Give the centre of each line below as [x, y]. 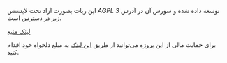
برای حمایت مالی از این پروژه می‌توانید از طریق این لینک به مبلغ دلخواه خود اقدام [112, 45]
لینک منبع [19, 31]
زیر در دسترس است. [34, 18]
